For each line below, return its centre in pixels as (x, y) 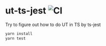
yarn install (19, 33)
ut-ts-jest (26, 11)
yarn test (16, 38)
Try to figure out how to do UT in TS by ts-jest (53, 24)
